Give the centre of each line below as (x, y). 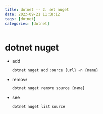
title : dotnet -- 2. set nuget (37, 10)
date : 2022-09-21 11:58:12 (33, 14)
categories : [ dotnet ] (27, 23)
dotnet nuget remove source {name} (49, 88)
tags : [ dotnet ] (21, 19)
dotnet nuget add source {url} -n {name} (55, 70)
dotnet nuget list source (39, 107)
